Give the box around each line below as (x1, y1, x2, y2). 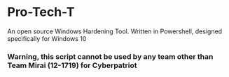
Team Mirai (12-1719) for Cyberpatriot (7, 60, 138, 70)
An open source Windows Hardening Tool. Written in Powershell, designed (7, 27, 223, 35)
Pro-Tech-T (7, 4, 75, 20)
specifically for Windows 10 (7, 34, 87, 42)
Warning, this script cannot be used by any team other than (7, 51, 214, 61)
